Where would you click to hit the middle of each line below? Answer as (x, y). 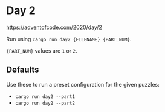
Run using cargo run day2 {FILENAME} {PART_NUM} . (69, 39)
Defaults (23, 70)
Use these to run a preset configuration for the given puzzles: (83, 84)
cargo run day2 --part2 (45, 103)
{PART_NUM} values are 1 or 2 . (42, 51)
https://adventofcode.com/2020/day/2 (54, 27)
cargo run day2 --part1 (45, 97)
